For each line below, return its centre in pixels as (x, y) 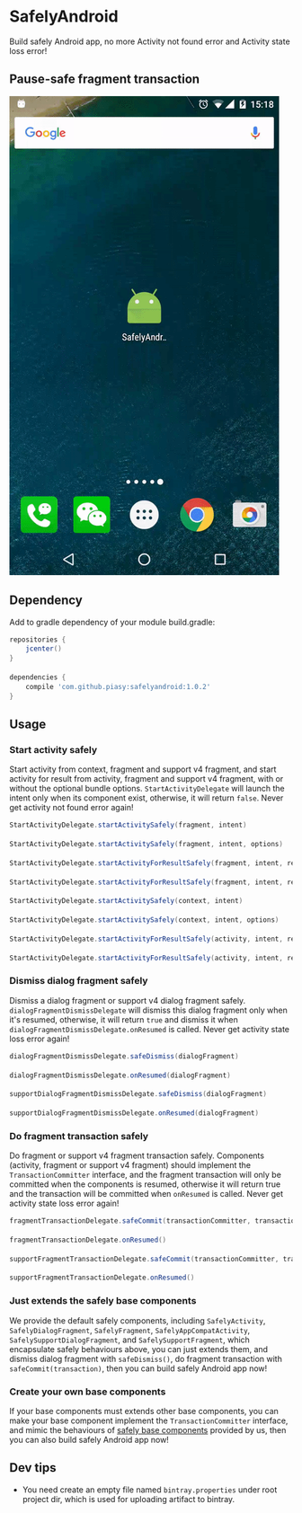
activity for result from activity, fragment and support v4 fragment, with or (147, 779)
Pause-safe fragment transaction (105, 80)
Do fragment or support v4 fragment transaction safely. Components (137, 1155)
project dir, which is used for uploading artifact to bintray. (129, 1499)
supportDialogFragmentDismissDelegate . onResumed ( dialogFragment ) (134, 1113)
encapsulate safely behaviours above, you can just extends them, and (138, 1349)
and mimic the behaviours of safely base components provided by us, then (148, 1429)
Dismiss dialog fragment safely (79, 981)
